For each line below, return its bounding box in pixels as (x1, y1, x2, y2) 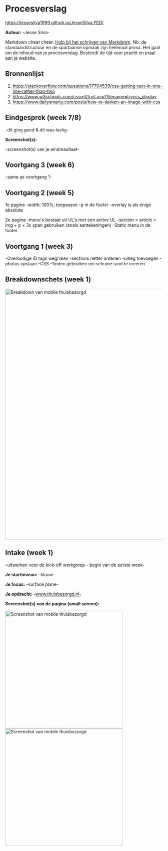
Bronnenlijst (5, 70, 44, 78)
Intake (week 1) (5, 549, 53, 557)
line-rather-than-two (12, 88, 55, 94)
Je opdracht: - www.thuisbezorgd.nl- (5, 591, 81, 597)
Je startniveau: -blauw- (5, 571, 55, 577)
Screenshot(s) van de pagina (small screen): (5, 600, 99, 607)
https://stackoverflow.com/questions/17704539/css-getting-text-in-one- (12, 83, 162, 89)
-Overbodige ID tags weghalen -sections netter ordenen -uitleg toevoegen (5, 255, 159, 261)
